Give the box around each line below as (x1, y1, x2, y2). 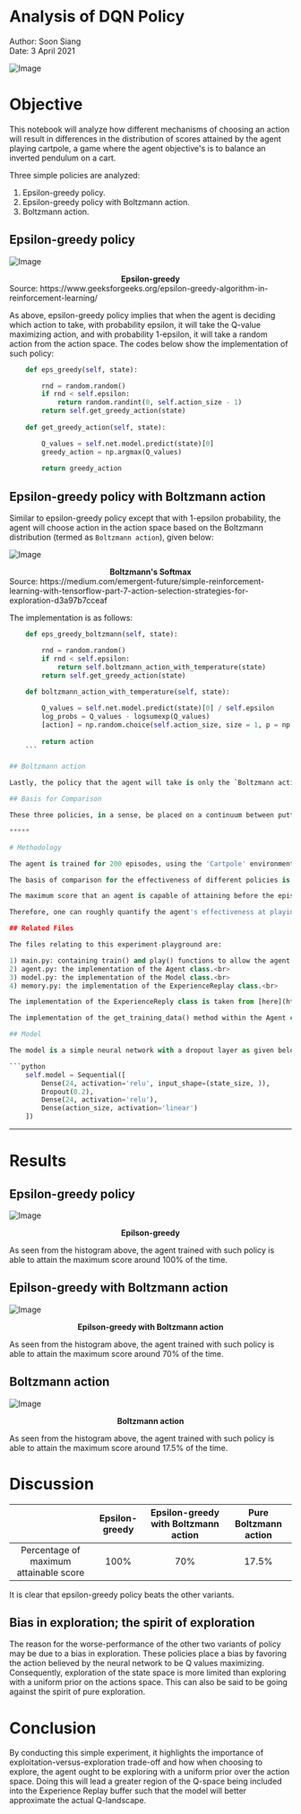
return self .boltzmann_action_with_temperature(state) (56, 662, 267, 671)
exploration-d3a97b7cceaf (9, 595, 107, 606)
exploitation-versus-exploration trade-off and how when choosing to (9, 1757, 262, 1767)
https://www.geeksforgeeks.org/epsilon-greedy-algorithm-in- (39, 282, 269, 293)
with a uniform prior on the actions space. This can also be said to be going (9, 1677, 288, 1688)
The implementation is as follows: (9, 612, 133, 624)
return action (41, 737, 94, 746)
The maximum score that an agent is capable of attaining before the (9, 892, 275, 901)
